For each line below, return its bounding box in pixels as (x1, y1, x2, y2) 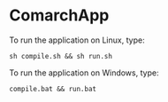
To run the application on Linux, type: (9, 35, 145, 45)
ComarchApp (9, 5, 110, 26)
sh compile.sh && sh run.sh (9, 51, 113, 60)
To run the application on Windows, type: (9, 67, 159, 78)
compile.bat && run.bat (9, 84, 97, 93)
